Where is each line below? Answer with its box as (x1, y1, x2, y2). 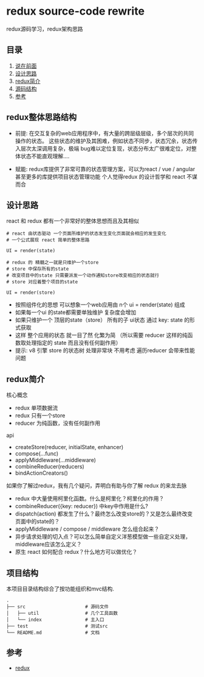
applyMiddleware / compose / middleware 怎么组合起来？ (15, 525, 160, 533)
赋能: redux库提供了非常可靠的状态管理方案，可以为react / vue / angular (15, 165, 195, 172)
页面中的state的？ (15, 518, 60, 525)
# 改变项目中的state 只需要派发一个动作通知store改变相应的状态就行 (6, 272, 160, 278)
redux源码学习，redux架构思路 (6, 25, 83, 32)
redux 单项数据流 (15, 404, 58, 412)
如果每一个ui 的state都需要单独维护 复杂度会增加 (15, 309, 137, 316)
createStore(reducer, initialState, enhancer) (15, 444, 124, 451)
